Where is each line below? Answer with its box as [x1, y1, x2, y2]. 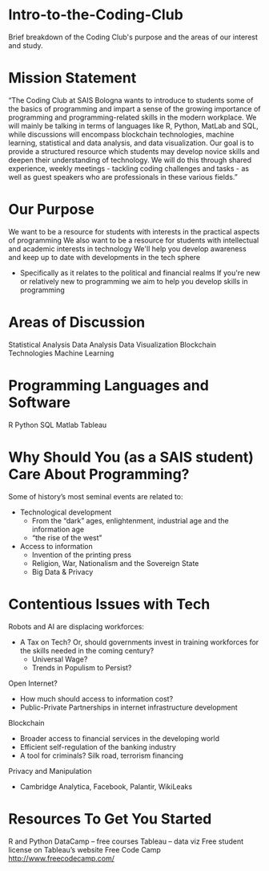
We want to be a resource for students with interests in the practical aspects [8, 226, 260, 236]
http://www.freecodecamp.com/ [8, 853, 114, 863]
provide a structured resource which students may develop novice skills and [8, 146, 260, 156]
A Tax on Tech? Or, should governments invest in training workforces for [19, 637, 259, 647]
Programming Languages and [8, 376, 210, 394]
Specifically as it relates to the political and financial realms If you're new [19, 267, 260, 278]
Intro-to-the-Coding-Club [8, 6, 184, 24]
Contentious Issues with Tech [8, 595, 211, 613]
